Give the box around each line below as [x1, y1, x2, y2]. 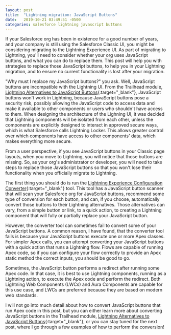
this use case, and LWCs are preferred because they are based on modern [5, 287, 163, 293]
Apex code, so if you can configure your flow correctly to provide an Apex [5, 249, 161, 256]
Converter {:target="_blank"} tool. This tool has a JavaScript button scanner [5, 185, 164, 192]
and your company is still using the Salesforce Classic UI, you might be [5, 41, 155, 48]
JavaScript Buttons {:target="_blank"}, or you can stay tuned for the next [5, 319, 157, 325]
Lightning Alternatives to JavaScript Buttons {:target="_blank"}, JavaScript [5, 89, 161, 95]
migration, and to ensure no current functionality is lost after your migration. [5, 69, 165, 75]
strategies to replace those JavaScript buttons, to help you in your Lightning [5, 63, 165, 69]
